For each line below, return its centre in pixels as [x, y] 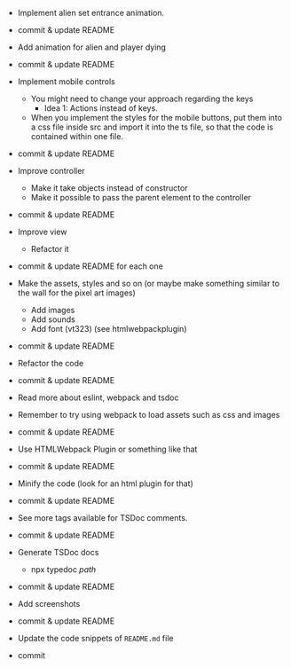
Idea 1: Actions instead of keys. [101, 108]
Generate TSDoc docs [58, 552]
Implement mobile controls [66, 82]
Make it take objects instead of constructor [109, 188]
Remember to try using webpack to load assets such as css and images [149, 415]
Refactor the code [51, 363]
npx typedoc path [63, 570]
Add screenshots [49, 604]
